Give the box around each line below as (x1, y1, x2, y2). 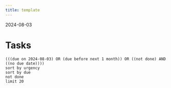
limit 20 (5, 79, 24, 84)
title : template (5, 7, 40, 13)
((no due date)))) (5, 61, 45, 66)
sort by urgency (5, 65, 40, 71)
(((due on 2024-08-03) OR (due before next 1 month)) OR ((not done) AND (5, 56, 166, 61)
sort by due (5, 70, 31, 75)
